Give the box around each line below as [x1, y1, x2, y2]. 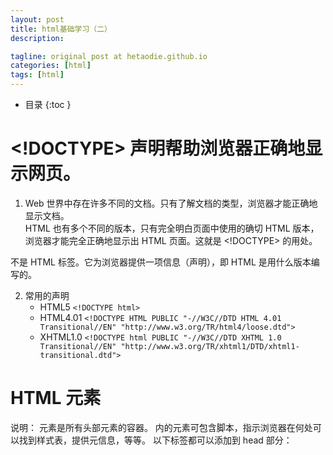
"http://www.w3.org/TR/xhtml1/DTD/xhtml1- [120, 341, 300, 351]
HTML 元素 [10, 387, 102, 410]
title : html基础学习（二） [10, 24, 112, 34]
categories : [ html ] [10, 61, 92, 71]
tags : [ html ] [10, 70, 65, 80]
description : [10, 33, 65, 43]
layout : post [10, 14, 65, 25]
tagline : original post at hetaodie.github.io [10, 51, 208, 61]
